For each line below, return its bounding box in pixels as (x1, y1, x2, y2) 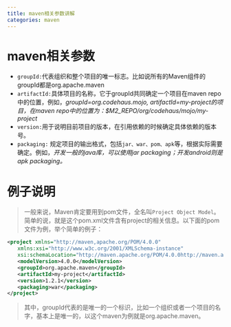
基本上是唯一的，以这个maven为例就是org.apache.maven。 (36, 312, 205, 320)
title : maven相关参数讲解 (7, 10, 76, 17)
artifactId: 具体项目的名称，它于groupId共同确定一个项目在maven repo (16, 89, 221, 98)
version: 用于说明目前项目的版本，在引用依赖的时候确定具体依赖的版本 (16, 123, 217, 131)
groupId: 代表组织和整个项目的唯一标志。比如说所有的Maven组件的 (16, 72, 206, 81)
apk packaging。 (16, 157, 67, 165)
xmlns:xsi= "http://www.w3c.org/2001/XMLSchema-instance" (16, 245, 184, 252)
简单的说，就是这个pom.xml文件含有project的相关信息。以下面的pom (23, 216, 220, 224)
